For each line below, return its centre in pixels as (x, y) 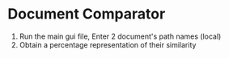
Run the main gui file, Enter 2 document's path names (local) (120, 36)
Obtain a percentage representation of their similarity (108, 44)
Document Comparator (87, 14)
